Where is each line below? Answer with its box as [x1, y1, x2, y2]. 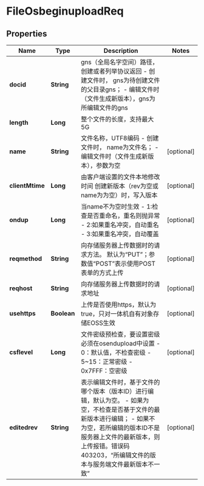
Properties [6, 29, 47, 39]
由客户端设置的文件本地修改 [81, 173, 160, 181]
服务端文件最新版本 [93, 460, 148, 468]
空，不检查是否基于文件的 [81, 406, 154, 414]
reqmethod [9, 254, 42, 263]
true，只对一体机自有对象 [81, 310, 154, 318]
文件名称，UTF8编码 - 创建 [81, 134, 159, 142]
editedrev [9, 423, 38, 431]
